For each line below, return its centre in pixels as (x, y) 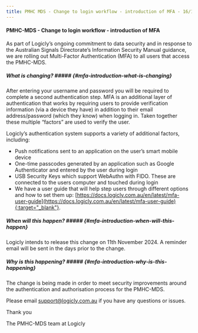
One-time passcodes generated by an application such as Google (94, 163)
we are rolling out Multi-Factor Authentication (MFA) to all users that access (98, 56)
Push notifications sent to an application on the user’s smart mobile (96, 151)
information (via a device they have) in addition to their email (80, 109)
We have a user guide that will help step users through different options (101, 189)
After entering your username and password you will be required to (88, 90)
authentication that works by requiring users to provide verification (87, 103)
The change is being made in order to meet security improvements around (96, 283)
